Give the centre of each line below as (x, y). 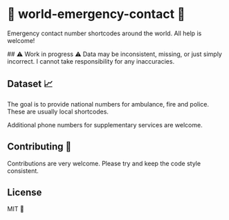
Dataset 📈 (30, 84)
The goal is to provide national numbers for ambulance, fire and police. (108, 104)
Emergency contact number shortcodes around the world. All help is (104, 33)
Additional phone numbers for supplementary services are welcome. (105, 125)
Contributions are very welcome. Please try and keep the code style (104, 163)
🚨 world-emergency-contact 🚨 (96, 14)
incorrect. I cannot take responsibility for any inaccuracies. (91, 61)
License (25, 192)
